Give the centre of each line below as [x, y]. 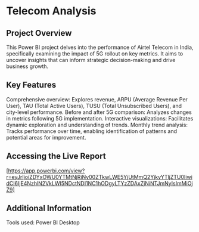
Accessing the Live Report [56, 156]
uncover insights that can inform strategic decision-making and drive [91, 60]
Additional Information [49, 208]
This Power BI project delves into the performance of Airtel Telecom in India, [100, 47]
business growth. [27, 66]
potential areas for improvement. [46, 137]
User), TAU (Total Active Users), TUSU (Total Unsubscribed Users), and [94, 106]
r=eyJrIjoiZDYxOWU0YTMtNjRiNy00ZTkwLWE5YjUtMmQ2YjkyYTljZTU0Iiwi [99, 177]
